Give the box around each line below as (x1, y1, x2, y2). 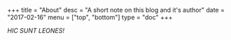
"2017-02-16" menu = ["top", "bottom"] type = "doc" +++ (7, 13, 173, 21)
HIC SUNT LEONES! (7, 27, 65, 34)
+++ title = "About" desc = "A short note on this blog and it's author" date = (7, 6, 225, 14)
